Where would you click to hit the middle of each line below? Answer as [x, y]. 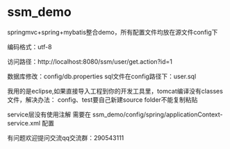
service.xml [24, 123]
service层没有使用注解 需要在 [49, 114]
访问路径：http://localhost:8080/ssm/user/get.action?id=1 [90, 61]
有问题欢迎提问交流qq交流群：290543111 [66, 138]
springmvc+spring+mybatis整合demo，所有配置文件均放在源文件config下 [113, 32]
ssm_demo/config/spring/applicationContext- [158, 114]
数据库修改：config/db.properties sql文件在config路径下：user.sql [102, 76]
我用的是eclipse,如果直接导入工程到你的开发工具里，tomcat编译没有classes [115, 91]
